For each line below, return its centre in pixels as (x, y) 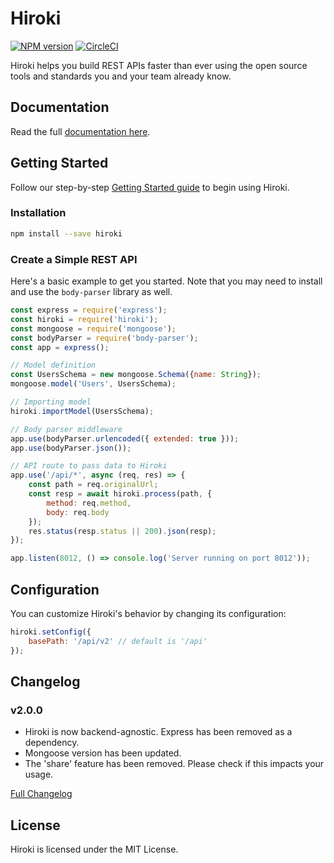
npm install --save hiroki (66, 233)
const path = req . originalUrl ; (93, 485)
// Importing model (51, 402)
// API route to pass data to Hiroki (89, 466)
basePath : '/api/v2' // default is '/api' (118, 641)
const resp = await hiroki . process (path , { (120, 494)
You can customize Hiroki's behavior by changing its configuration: (148, 613)
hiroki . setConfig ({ (51, 632)
